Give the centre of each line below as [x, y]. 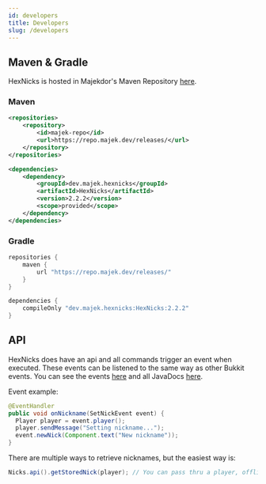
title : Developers [38, 23]
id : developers [33, 15]
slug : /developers [38, 30]
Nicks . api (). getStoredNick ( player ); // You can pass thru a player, [123, 473]
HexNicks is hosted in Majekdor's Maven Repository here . [103, 81]
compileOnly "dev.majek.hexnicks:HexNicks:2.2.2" [106, 308]
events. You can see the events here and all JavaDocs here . [106, 376]
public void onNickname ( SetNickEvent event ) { [86, 413]
